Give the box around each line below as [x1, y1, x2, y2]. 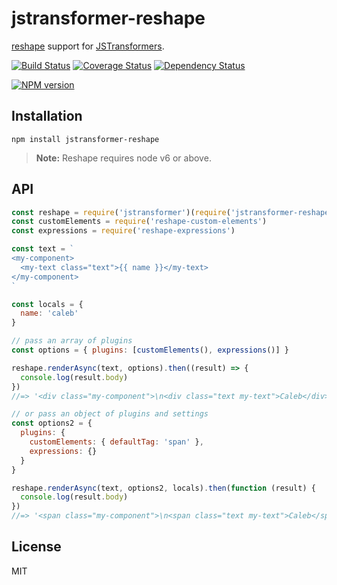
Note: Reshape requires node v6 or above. [35, 152, 212, 164]
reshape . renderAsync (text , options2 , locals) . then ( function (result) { [11, 483, 316, 493]
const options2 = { [11, 418, 93, 429]
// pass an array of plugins [11, 336, 133, 346]
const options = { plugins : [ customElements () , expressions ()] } [11, 345, 289, 356]
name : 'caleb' [20, 308, 79, 319]
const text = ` [11, 244, 75, 254]
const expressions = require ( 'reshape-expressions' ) [11, 226, 236, 236]
